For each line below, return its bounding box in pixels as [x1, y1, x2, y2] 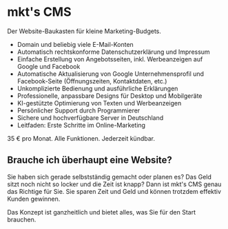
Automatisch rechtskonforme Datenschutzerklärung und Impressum [17, 48, 210, 56]
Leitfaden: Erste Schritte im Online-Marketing [17, 121, 146, 129]
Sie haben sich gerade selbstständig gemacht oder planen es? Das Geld [7, 172, 212, 181]
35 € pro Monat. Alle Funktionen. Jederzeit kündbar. [7, 134, 155, 142]
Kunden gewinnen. [7, 195, 61, 203]
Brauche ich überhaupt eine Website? [7, 155, 172, 166]
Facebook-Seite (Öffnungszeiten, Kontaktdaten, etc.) [17, 77, 167, 85]
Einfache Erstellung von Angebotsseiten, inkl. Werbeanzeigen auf [17, 54, 203, 63]
